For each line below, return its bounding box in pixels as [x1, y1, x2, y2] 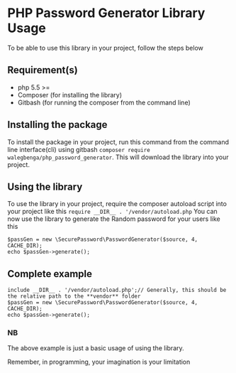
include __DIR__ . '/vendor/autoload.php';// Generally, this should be [7, 286, 227, 294]
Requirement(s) [7, 64, 78, 76]
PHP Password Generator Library [7, 5, 206, 21]
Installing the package [7, 119, 108, 131]
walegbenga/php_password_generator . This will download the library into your [7, 153, 229, 161]
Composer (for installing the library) [17, 90, 123, 99]
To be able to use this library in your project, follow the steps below [7, 43, 204, 52]
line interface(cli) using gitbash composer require [7, 145, 150, 153]
